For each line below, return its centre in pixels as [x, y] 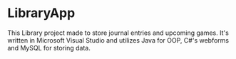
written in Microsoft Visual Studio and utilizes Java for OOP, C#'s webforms [118, 40]
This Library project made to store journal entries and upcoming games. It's [118, 33]
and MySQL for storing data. [49, 48]
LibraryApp [41, 13]
